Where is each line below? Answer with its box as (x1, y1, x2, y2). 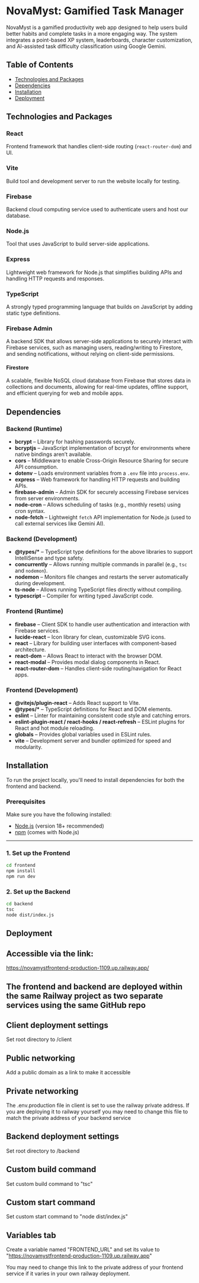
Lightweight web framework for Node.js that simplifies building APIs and (6, 269, 182, 276)
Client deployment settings (6, 1020, 108, 1030)
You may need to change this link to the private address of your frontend (6, 1264, 184, 1271)
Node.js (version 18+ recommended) (14, 822, 105, 829)
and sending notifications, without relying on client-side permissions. (6, 350, 175, 358)
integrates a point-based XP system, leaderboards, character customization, (6, 36, 192, 43)
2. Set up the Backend (6, 888, 70, 896)
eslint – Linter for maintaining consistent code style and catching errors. (14, 712, 191, 719)
